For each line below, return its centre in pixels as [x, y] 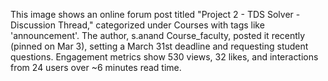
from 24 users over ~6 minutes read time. [96, 67]
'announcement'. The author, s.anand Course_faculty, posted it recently [158, 35]
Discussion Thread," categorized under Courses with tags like [137, 25]
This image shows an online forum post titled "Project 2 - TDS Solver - [155, 14]
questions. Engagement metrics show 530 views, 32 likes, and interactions [164, 57]
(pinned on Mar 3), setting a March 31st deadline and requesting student [159, 46]
